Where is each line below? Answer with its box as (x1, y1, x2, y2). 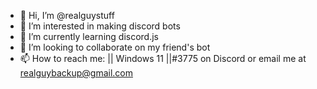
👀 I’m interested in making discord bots (19, 20, 181, 32)
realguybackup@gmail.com (19, 67, 133, 79)
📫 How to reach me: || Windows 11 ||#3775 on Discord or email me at (19, 53, 307, 64)
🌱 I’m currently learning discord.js (19, 31, 159, 42)
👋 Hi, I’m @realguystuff (19, 10, 115, 21)
